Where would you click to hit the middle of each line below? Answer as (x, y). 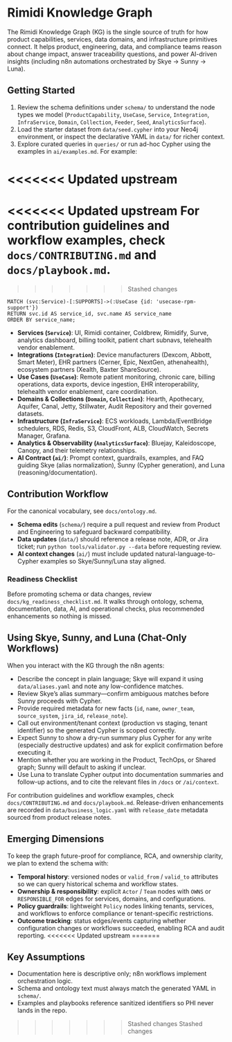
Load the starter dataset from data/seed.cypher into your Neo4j (108, 129)
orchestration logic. (45, 981)
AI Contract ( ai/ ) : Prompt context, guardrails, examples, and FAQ (110, 458)
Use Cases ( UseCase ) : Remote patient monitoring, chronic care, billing (116, 377)
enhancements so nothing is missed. (60, 616)
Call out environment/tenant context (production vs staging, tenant (112, 723)
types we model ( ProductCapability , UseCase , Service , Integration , (113, 114)
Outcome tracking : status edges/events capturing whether (101, 920)
